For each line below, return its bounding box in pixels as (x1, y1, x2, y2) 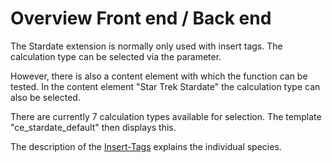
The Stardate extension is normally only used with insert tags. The (10, 40, 283, 52)
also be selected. (10, 91, 81, 103)
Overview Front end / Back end (10, 7, 272, 30)
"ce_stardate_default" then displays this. (10, 121, 177, 133)
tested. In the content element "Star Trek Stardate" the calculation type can (10, 80, 321, 92)
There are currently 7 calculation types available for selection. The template (10, 110, 322, 122)
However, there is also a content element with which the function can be (10, 70, 308, 82)
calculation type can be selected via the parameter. (10, 50, 222, 62)
